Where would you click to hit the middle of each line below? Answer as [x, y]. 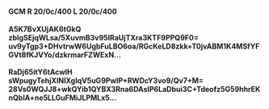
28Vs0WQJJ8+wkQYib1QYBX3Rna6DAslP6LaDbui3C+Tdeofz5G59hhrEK [134, 90]
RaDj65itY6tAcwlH [40, 72]
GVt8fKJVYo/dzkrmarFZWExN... [65, 55]
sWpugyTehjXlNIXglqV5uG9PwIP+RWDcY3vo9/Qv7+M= [106, 81]
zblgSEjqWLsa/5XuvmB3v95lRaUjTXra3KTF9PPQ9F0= [104, 38]
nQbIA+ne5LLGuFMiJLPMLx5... [63, 98]
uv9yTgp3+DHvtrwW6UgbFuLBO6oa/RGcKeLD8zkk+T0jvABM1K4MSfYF [134, 46]
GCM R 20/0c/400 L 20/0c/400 [63, 11]
